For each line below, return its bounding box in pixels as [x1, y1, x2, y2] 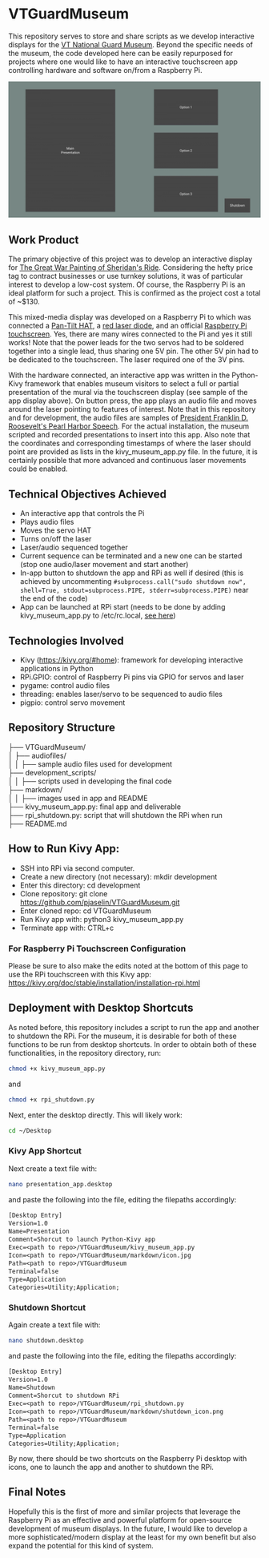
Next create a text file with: [8, 1163, 98, 1174]
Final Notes [8, 1485, 66, 1499]
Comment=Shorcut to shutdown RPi [8, 1391, 120, 1399]
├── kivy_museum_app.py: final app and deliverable [8, 802, 182, 811]
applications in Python [19, 664, 94, 674]
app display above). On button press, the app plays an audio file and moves [8, 396, 258, 405]
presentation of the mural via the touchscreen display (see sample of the [8, 388, 248, 397]
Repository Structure [8, 721, 116, 735]
